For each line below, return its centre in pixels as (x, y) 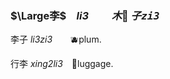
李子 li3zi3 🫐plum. (56, 39)
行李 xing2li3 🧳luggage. (62, 64)
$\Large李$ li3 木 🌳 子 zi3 (85, 15)
